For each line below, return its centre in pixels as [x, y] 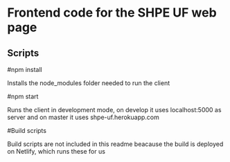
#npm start [23, 96]
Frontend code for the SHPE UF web [112, 13]
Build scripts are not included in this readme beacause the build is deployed [115, 144]
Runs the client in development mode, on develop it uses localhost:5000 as [114, 110]
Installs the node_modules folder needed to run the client [89, 83]
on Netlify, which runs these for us [56, 151]
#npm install [25, 70]
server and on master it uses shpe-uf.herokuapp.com [83, 117]
